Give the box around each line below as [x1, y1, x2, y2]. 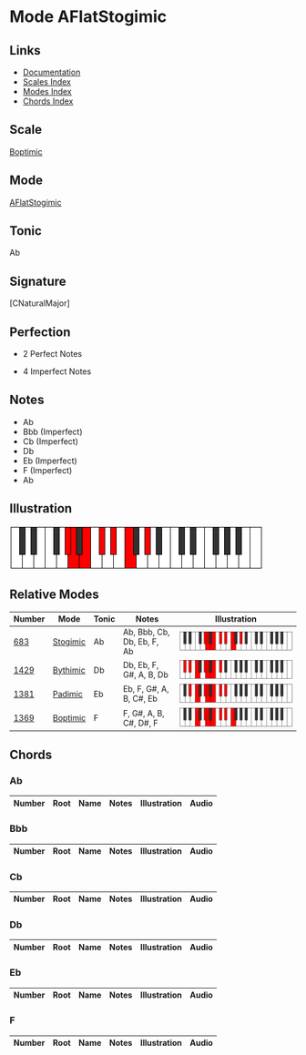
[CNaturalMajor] [9, 298, 70, 309]
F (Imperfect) [22, 464, 73, 475]
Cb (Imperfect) [22, 435, 79, 447]
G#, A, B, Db [122, 669, 168, 680]
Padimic [53, 688, 84, 699]
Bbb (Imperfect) [22, 426, 84, 437]
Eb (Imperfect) [22, 455, 77, 466]
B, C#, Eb [122, 694, 158, 705]
